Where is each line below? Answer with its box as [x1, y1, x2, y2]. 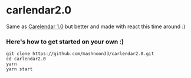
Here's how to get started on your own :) [6, 38, 124, 46]
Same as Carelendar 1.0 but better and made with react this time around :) [6, 23, 186, 30]
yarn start [6, 66, 33, 72]
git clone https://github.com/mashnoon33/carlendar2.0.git [6, 51, 154, 57]
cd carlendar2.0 [6, 56, 46, 62]
